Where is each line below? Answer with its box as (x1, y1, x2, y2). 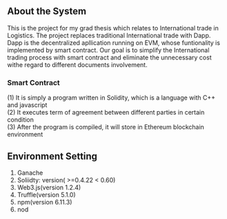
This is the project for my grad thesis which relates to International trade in (7, 23, 219, 32)
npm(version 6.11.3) (17, 198, 72, 206)
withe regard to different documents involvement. (7, 60, 148, 68)
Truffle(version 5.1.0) (17, 190, 76, 199)
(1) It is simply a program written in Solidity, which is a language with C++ (7, 93, 216, 102)
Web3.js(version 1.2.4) (17, 183, 81, 191)
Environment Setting (7, 150, 98, 162)
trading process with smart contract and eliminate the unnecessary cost (7, 53, 212, 61)
